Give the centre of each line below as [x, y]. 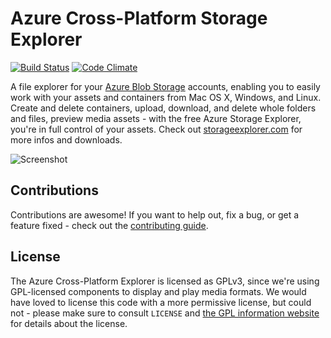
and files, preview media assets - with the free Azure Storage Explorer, [156, 118]
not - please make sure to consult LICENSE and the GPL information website [165, 313]
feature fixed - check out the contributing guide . [109, 225]
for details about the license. [69, 323]
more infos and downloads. [66, 139]
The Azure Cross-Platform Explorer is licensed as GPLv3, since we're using [165, 281]
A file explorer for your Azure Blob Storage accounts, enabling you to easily [165, 86]
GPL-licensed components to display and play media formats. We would [158, 291]
